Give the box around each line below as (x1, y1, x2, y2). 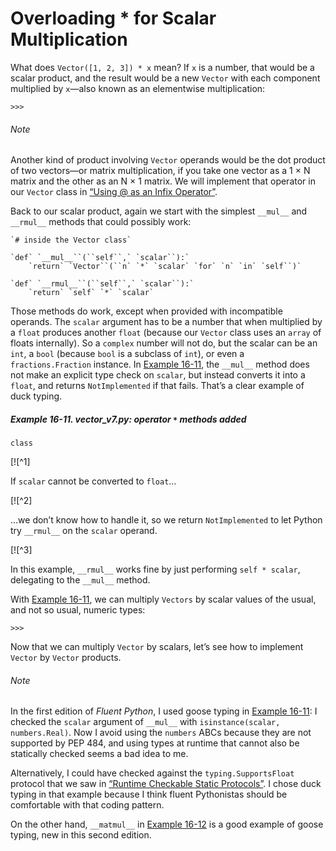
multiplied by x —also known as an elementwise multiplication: (10, 82, 266, 94)
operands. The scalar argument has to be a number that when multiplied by (10, 316, 323, 328)
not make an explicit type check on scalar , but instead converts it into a (10, 369, 306, 381)
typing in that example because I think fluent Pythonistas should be (10, 788, 288, 801)
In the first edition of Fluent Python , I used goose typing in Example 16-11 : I (10, 705, 318, 717)
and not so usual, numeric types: (10, 604, 146, 616)
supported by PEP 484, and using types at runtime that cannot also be (10, 737, 300, 749)
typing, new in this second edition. (10, 829, 152, 841)
